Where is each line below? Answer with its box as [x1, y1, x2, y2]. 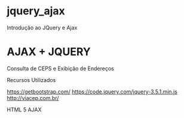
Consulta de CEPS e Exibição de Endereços [7, 65, 114, 72]
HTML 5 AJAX [7, 106, 42, 113]
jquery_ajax [7, 4, 65, 18]
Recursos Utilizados [7, 76, 56, 83]
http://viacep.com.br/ [7, 94, 59, 101]
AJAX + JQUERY [7, 45, 91, 59]
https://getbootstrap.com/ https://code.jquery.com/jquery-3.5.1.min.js [7, 88, 178, 95]
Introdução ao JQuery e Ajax [7, 24, 78, 31]
